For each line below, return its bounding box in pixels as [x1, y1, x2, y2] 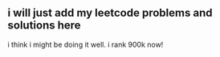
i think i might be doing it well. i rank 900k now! [7, 40, 164, 49]
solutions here [7, 19, 81, 32]
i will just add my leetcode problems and [7, 6, 213, 20]
